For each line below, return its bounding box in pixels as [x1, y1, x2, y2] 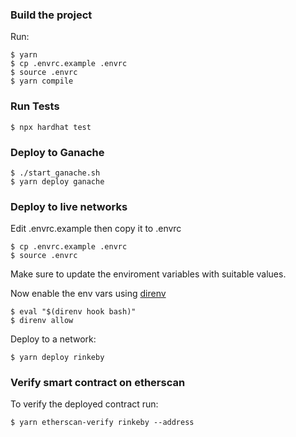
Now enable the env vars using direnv [10, 288, 167, 300]
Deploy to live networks [10, 199, 128, 213]
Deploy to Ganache [10, 145, 105, 159]
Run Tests [10, 99, 60, 113]
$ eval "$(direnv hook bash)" [10, 307, 137, 317]
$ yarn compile [10, 76, 74, 87]
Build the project [10, 8, 93, 22]
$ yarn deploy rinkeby [10, 353, 105, 363]
